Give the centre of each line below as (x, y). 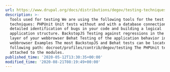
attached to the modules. (37, 52)
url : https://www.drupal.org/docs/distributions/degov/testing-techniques (86, 10)
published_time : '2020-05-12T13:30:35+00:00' (54, 57)
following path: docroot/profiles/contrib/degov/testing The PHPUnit (84, 48)
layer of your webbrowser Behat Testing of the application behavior (84, 39)
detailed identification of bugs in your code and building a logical (86, 29)
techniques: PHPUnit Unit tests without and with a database (76, 24)
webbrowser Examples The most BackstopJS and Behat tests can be (80, 43)
